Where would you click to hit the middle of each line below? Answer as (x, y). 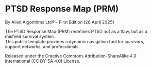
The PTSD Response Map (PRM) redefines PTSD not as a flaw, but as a (76, 31)
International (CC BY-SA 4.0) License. (43, 61)
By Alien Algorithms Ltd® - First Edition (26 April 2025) (60, 22)
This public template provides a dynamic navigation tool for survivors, (75, 41)
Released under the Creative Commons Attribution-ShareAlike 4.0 (71, 56)
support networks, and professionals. (42, 46)
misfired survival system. (30, 36)
